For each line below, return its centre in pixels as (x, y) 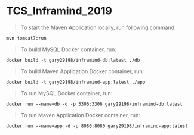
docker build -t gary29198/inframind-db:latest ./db (73, 60)
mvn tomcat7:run (26, 38)
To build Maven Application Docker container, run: (82, 71)
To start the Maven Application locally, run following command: (98, 27)
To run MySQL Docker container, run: (67, 93)
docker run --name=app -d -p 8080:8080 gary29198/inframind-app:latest (97, 126)
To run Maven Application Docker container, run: (80, 115)
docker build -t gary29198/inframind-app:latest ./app (76, 82)
